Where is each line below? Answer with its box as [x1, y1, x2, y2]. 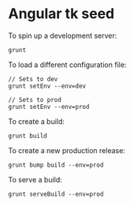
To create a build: [8, 116, 65, 126]
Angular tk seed [8, 5, 115, 23]
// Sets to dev [8, 75, 58, 83]
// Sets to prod [8, 96, 61, 103]
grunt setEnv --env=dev [8, 82, 87, 90]
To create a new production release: [8, 145, 126, 155]
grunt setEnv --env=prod [8, 103, 90, 110]
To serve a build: [8, 174, 63, 184]
